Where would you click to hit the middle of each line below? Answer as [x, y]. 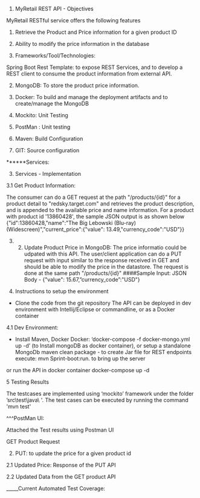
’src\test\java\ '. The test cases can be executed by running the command [97, 400]
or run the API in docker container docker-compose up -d [78, 370]
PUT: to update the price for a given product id [73, 453]
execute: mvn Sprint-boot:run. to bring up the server [80, 358]
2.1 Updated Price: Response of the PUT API [61, 465]
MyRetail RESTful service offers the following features [73, 20]
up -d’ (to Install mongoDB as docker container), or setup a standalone [103, 346]
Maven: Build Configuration [49, 139]
